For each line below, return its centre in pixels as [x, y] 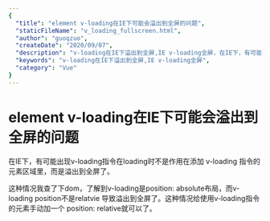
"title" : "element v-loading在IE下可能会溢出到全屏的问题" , [110, 23]
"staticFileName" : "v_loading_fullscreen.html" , [98, 30]
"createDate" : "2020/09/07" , [64, 46]
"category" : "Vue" [47, 68]
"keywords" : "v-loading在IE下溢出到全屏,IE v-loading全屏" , [113, 61]
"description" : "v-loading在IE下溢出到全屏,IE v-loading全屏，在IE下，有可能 [139, 53]
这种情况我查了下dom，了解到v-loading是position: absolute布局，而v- [124, 188]
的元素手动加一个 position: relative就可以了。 [82, 208]
